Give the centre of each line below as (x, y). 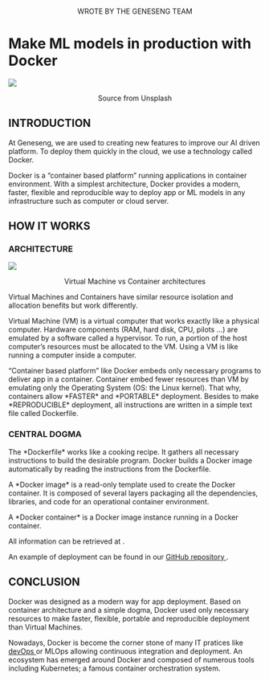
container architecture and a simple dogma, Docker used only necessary (128, 610)
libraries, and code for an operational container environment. (109, 501)
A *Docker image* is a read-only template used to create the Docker (122, 484)
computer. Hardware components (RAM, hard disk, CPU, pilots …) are (123, 330)
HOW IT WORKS (49, 226)
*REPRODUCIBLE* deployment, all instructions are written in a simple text (130, 405)
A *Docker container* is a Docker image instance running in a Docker (123, 517)
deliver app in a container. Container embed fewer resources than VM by (128, 379)
